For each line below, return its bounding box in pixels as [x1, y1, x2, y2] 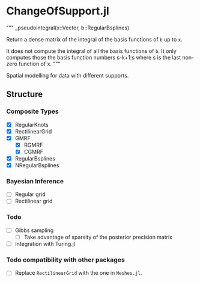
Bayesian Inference [6, 177, 64, 185]
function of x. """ [19, 60, 61, 67]
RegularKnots [14, 121, 49, 128]
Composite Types [6, 107, 59, 115]
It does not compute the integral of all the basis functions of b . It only [6, 47, 177, 55]
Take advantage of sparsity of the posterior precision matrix [23, 233, 173, 241]
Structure [6, 89, 43, 100]
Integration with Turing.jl [14, 240, 76, 247]
